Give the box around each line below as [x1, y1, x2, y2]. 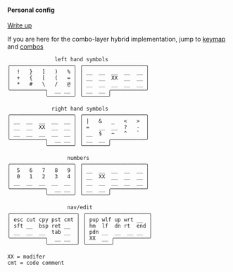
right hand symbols [51, 106, 109, 113]
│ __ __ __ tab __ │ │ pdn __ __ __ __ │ [7, 229, 153, 236]
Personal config [7, 6, 55, 14]
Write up [7, 21, 32, 30]
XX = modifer [7, 254, 46, 261]
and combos [7, 42, 44, 51]
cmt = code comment [7, 259, 65, 267]
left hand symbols [54, 56, 109, 63]
